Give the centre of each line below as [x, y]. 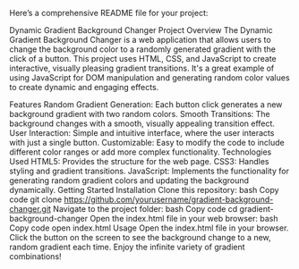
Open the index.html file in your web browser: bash [184, 219]
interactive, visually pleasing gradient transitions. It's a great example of [142, 68]
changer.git [30, 209]
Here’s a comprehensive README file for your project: [109, 13]
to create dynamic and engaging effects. [84, 87]
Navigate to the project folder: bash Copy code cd [145, 209]
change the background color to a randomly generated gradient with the [142, 49]
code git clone [36, 199]
